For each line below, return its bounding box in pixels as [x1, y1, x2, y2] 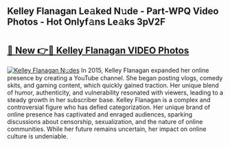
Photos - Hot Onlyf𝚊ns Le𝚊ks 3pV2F [7, 16, 166, 28]
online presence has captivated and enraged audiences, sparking [7, 110, 193, 119]
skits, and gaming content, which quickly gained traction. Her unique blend [7, 82, 220, 89]
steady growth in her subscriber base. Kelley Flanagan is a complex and [7, 96, 211, 104]
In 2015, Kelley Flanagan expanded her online [81, 66, 209, 74]
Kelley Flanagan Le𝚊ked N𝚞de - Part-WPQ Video [7, 5, 219, 17]
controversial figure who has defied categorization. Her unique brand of [7, 103, 211, 111]
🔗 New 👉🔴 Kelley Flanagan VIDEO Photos [7, 45, 189, 56]
